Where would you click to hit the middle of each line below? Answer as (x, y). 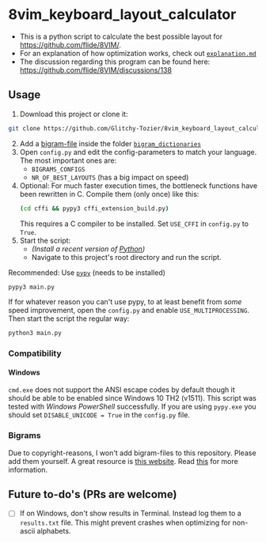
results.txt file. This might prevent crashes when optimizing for (125, 522)
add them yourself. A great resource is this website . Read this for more (123, 461)
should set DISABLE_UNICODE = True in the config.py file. (99, 415)
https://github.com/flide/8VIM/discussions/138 (96, 70)
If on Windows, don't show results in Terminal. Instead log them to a (130, 513)
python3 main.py (35, 334)
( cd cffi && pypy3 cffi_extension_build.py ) (94, 208)
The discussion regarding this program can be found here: (115, 62)
